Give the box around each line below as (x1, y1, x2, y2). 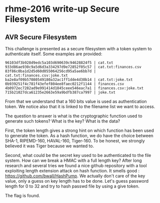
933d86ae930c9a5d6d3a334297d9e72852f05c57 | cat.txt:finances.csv (5, 64, 142, 69)
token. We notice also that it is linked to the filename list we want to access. (5, 104, 156, 109)
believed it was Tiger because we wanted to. (5, 143, 94, 149)
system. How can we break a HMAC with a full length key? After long (5, 157, 142, 163)
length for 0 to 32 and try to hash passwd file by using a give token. (5, 183, 140, 189)
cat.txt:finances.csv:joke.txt (5, 73, 68, 78)
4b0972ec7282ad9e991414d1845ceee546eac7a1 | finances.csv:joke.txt (5, 86, 144, 91)
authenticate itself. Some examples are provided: (5, 51, 102, 57)
